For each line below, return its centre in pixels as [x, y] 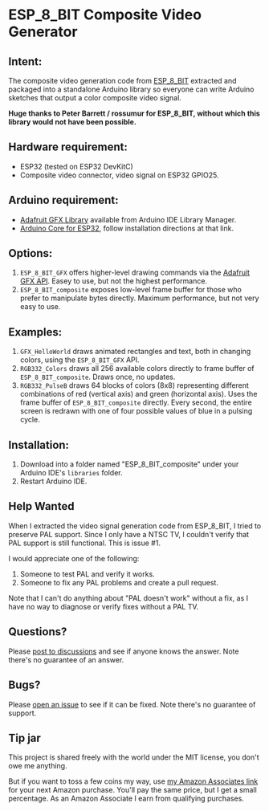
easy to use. [40, 307]
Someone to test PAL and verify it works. [87, 574]
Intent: [25, 61]
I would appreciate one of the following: [74, 558]
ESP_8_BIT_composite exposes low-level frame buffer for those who [131, 290]
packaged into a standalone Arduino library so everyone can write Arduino [131, 89]
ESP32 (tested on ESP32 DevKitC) [77, 166]
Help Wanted [41, 506]
